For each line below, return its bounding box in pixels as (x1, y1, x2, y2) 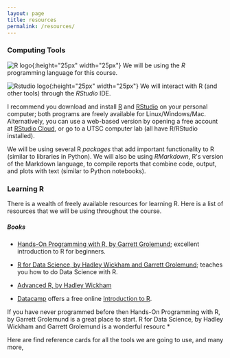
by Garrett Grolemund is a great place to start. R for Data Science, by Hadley (7, 315, 224, 323)
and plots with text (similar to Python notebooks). (7, 166, 146, 175)
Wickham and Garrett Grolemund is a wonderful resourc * (7, 322, 170, 331)
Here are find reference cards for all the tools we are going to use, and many (7, 335, 224, 344)
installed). (7, 131, 36, 139)
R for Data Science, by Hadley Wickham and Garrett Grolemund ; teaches (16, 260, 223, 269)
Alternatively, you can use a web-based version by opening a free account (7, 117, 218, 125)
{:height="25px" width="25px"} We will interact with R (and (49, 82, 218, 90)
